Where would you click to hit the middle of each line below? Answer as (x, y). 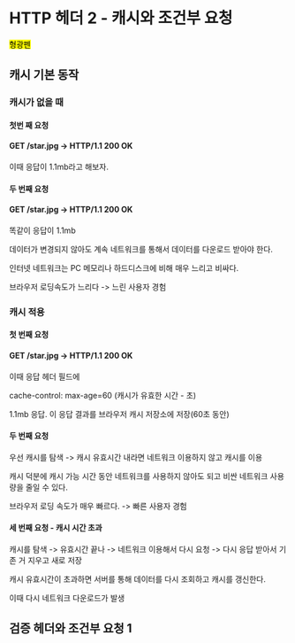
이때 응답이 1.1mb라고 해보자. (59, 167)
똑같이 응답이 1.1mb (43, 230)
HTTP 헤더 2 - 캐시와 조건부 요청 (121, 18)
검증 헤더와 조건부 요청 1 (71, 628)
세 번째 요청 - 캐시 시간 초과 (56, 528)
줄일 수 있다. (47, 487)
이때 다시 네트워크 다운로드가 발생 (67, 598)
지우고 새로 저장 (55, 560)
